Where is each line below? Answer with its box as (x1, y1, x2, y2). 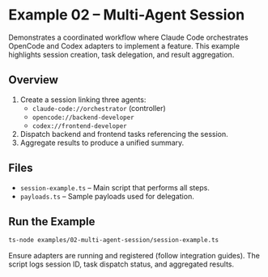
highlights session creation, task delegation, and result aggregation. (8, 49, 235, 59)
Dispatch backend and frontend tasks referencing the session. (19, 129, 228, 138)
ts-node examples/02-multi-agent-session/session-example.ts (8, 237, 219, 245)
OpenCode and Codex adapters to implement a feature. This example (8, 40, 240, 50)
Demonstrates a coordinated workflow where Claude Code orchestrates (8, 32, 249, 42)
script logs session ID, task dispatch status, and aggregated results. (8, 259, 235, 269)
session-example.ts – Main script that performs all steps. (19, 182, 211, 192)
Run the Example (8, 215, 96, 228)
